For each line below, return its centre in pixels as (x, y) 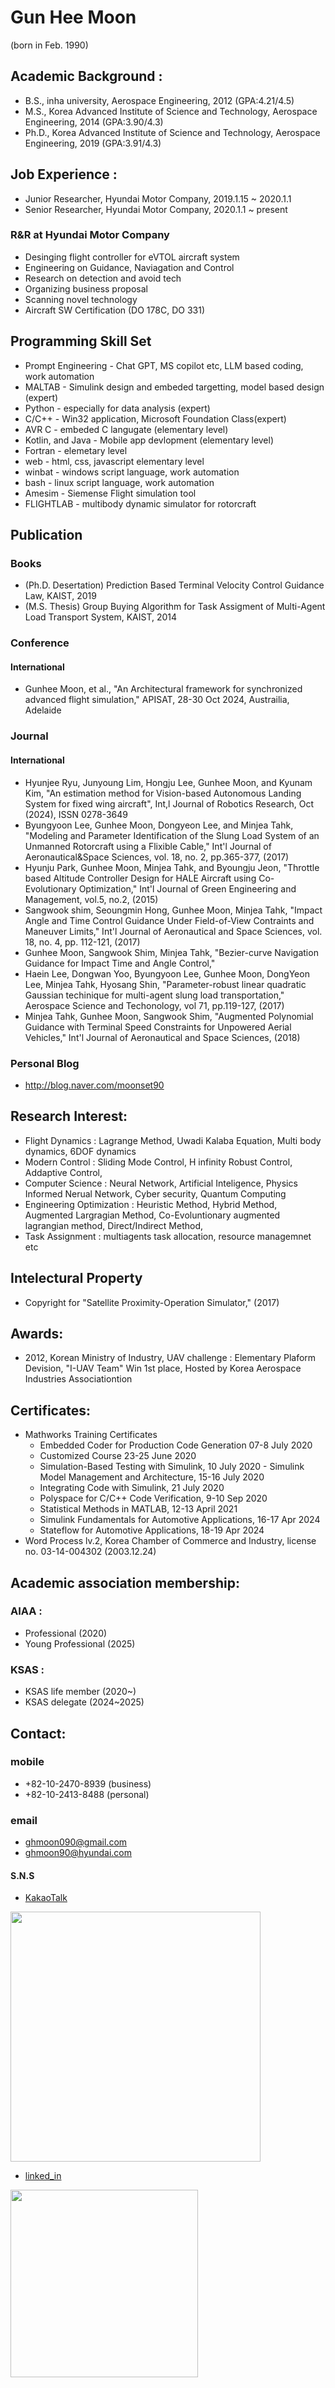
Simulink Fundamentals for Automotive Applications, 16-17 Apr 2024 (180, 1520)
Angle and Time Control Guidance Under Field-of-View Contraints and (169, 920)
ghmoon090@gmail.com (76, 1842)
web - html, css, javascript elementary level (114, 461)
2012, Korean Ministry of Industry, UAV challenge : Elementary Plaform (170, 1358)
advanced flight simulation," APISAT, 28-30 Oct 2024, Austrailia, (157, 700)
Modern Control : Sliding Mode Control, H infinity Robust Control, (158, 1162)
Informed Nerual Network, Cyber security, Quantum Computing (155, 1193)
